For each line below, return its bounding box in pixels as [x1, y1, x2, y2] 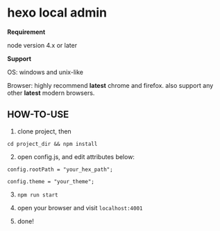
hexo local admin [7, 5, 108, 21]
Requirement [7, 28, 46, 36]
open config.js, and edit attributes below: [17, 152, 135, 160]
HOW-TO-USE [7, 109, 69, 120]
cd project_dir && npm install [7, 140, 98, 147]
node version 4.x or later [7, 41, 78, 49]
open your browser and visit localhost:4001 [17, 203, 144, 212]
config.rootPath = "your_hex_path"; [7, 166, 113, 173]
